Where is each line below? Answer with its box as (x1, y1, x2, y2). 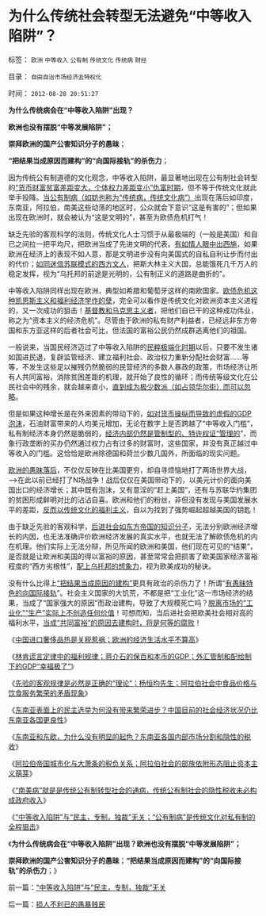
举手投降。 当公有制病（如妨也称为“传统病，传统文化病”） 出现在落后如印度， (8, 192, 257, 202)
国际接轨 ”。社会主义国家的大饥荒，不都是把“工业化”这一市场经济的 (28, 588, 247, 597)
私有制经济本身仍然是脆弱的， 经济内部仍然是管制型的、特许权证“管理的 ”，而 (8, 428, 257, 438)
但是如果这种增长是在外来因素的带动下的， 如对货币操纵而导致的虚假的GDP (8, 408, 252, 418)
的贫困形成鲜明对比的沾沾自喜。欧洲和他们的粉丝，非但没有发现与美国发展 (8, 495, 251, 504)
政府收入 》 (14, 795, 50, 805)
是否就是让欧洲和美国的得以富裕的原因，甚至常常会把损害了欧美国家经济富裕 (8, 551, 258, 561)
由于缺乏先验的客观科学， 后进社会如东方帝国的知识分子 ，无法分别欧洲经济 (8, 521, 251, 531)
